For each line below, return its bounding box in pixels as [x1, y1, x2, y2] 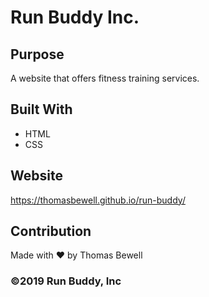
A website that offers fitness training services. [10, 72, 200, 84]
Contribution [10, 223, 92, 240]
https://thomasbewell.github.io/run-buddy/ [10, 194, 186, 206]
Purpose [10, 46, 65, 63]
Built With [10, 101, 73, 118]
